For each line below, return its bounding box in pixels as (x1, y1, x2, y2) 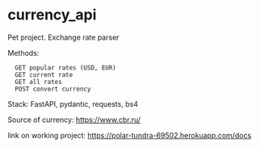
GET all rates (15, 78, 62, 86)
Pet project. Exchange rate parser (7, 32, 120, 42)
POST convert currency (15, 85, 91, 93)
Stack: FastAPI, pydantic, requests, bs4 (7, 99, 139, 108)
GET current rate (15, 70, 73, 78)
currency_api (7, 6, 97, 24)
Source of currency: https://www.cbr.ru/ (7, 115, 141, 125)
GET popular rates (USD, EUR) (15, 63, 116, 72)
